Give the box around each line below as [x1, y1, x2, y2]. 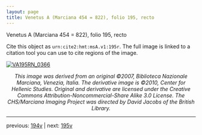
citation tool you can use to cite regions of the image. [6, 49, 138, 56]
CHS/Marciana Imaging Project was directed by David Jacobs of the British [7, 98, 195, 105]
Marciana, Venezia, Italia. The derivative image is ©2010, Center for [16, 79, 186, 86]
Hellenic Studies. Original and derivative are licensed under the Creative [11, 85, 191, 92]
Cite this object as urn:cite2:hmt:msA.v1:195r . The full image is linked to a [6, 43, 191, 50]
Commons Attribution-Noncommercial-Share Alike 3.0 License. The [17, 92, 185, 99]
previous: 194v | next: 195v [6, 122, 73, 129]
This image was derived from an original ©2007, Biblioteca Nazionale [14, 72, 188, 80]
